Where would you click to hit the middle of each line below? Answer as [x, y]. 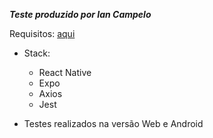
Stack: [37, 53]
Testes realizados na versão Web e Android [113, 123]
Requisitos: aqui [42, 33]
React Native [65, 72]
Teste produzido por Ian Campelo [80, 14]
